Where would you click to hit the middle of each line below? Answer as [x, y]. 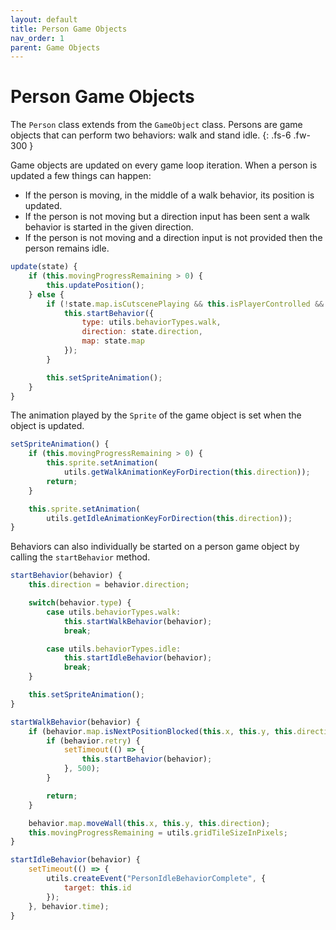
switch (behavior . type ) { [80, 603]
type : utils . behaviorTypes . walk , [151, 322]
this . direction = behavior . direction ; [109, 585]
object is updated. [47, 426]
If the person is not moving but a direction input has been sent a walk [167, 217]
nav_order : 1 [37, 38]
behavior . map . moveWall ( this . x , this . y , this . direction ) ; [149, 823]
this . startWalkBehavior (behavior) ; [138, 621]
